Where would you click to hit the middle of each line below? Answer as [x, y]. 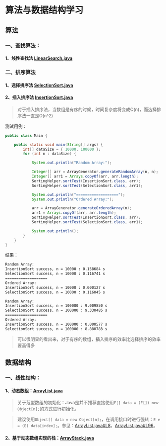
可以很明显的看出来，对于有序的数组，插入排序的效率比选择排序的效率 [89, 339]
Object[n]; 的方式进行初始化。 [48, 409]
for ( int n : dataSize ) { [50, 154]
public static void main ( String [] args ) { [58, 145]
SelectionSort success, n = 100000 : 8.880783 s [56, 329]
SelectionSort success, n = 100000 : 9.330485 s [56, 311]
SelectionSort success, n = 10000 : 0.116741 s [55, 274]
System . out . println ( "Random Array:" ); [72, 163]
